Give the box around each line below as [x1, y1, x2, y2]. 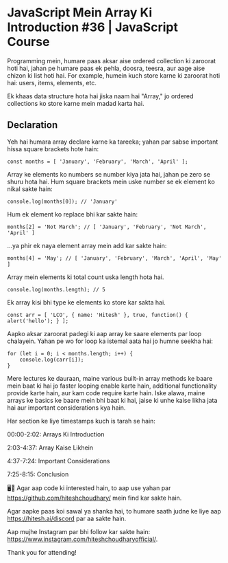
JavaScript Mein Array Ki [7, 5, 153, 21]
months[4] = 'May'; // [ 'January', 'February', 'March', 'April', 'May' [7, 254, 223, 262]
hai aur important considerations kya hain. [7, 404, 126, 412]
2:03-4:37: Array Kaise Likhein [7, 443, 94, 452]
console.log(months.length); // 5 [7, 286, 106, 293]
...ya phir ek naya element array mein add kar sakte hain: [7, 241, 167, 250]
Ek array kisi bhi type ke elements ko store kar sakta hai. [7, 298, 166, 307]
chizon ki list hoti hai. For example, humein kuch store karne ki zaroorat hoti [7, 71, 220, 80]
